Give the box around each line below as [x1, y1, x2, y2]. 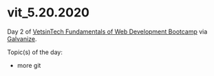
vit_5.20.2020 [7, 5, 89, 21]
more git [17, 61, 41, 69]
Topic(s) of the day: [7, 48, 63, 56]
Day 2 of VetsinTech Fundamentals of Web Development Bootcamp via [7, 27, 208, 36]
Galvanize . [7, 34, 37, 42]
